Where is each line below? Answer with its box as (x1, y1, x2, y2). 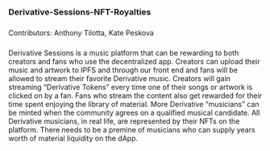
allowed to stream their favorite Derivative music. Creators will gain (8, 73, 231, 83)
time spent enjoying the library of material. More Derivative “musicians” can (8, 99, 260, 108)
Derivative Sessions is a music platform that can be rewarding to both (8, 47, 239, 58)
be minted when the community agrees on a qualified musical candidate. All (8, 108, 260, 117)
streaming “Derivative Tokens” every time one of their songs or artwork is (8, 82, 253, 92)
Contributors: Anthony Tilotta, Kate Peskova (8, 27, 155, 38)
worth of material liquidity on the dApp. (8, 133, 139, 143)
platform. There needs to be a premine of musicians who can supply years (8, 124, 255, 134)
